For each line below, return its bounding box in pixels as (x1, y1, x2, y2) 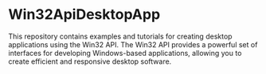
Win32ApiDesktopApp (8, 6, 161, 24)
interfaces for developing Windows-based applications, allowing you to (8, 48, 242, 57)
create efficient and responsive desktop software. (8, 57, 172, 66)
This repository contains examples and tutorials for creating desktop (8, 31, 233, 41)
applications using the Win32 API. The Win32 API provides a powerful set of (8, 39, 258, 49)
